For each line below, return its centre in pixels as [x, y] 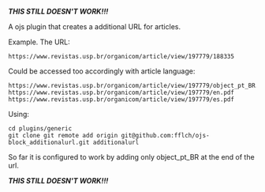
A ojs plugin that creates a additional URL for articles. [95, 26]
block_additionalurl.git [49, 142]
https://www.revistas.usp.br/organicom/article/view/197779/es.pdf [121, 100]
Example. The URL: [39, 42]
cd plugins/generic [40, 129]
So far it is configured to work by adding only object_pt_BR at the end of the [131, 157]
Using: [19, 114]
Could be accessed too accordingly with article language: [102, 71]
